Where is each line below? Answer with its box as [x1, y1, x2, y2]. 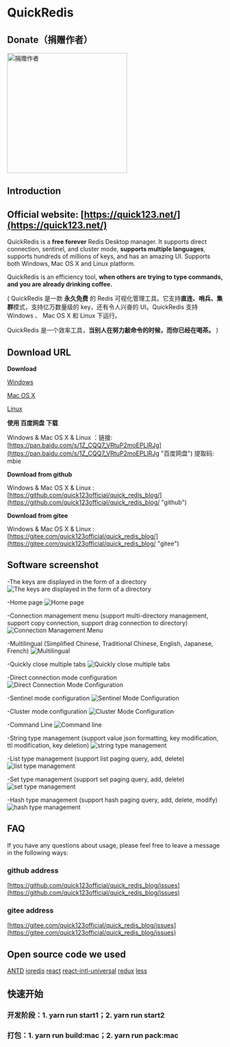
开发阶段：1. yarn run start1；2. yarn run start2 [7, 1011, 165, 1020]
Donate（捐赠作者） [7, 34, 93, 45]
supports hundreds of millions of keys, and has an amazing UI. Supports [7, 252, 211, 260]
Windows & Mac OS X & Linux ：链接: [7, 434, 113, 442]
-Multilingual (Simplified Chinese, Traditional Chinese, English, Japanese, [7, 639, 214, 647]
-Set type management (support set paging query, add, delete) [7, 775, 185, 783]
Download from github [7, 471, 73, 479]
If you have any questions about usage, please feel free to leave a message [7, 841, 220, 849]
